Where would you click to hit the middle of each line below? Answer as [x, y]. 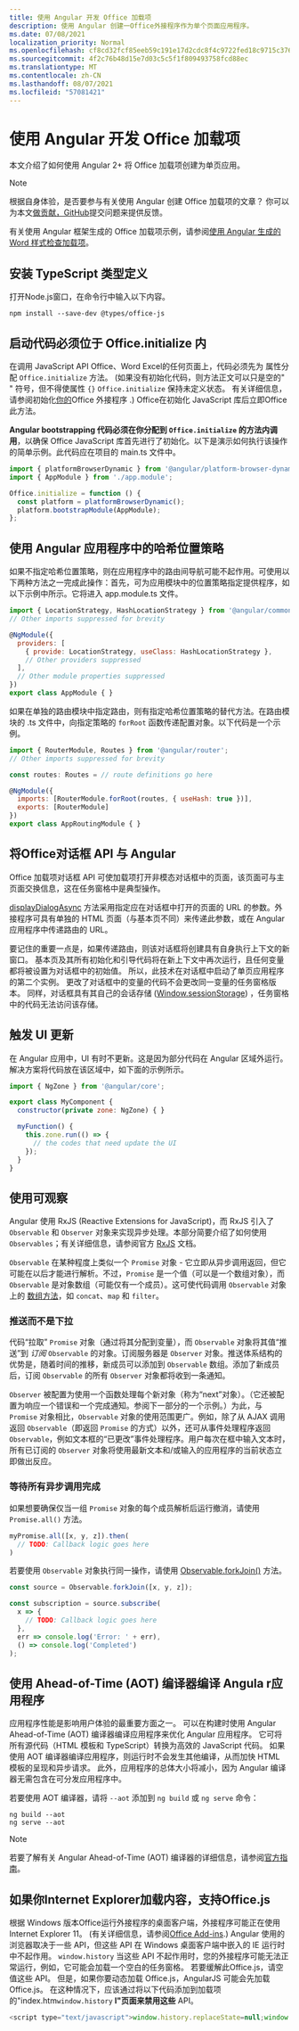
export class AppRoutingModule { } [75, 824]
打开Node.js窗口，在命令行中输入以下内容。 [90, 297]
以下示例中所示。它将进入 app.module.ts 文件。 [96, 594]
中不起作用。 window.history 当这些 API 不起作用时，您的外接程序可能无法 [145, 1956]
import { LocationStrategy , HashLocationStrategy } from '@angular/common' [153, 611]
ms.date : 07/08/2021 [48, 34]
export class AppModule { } [61, 693]
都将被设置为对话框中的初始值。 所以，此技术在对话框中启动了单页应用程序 [147, 970]
